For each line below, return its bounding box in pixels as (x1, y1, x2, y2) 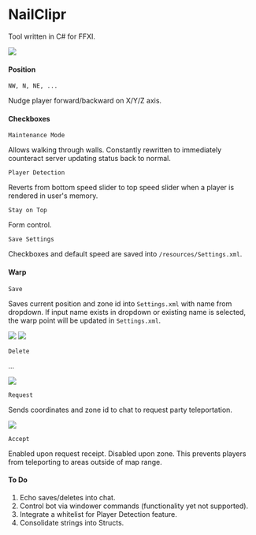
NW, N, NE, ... (8, 82, 58, 90)
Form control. (8, 220, 52, 230)
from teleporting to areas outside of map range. (8, 457, 163, 466)
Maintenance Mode (8, 132, 65, 140)
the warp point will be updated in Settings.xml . (8, 316, 161, 325)
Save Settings (8, 235, 55, 244)
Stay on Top (8, 207, 47, 215)
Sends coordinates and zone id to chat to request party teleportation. (8, 405, 232, 414)
